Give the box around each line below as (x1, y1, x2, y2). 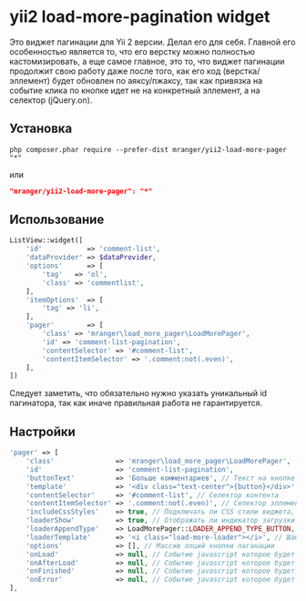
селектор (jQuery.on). (9, 94, 93, 106)
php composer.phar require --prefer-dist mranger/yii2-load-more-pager (9, 145, 287, 154)
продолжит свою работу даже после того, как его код (9, 66, 221, 76)
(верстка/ (222, 66, 260, 76)
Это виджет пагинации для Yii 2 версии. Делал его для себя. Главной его (9, 36, 296, 47)
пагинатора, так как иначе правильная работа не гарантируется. (9, 398, 262, 409)
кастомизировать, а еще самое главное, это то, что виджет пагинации (9, 56, 285, 66)
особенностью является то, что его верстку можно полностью (9, 46, 255, 56)
